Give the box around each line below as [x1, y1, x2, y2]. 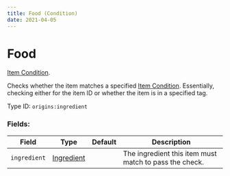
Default [92, 137, 117, 147]
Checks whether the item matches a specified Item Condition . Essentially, [7, 81, 214, 90]
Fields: [7, 119, 31, 129]
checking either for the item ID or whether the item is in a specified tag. [7, 89, 208, 97]
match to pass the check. [123, 157, 204, 166]
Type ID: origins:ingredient [7, 102, 88, 110]
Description [151, 137, 191, 147]
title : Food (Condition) [7, 10, 78, 17]
